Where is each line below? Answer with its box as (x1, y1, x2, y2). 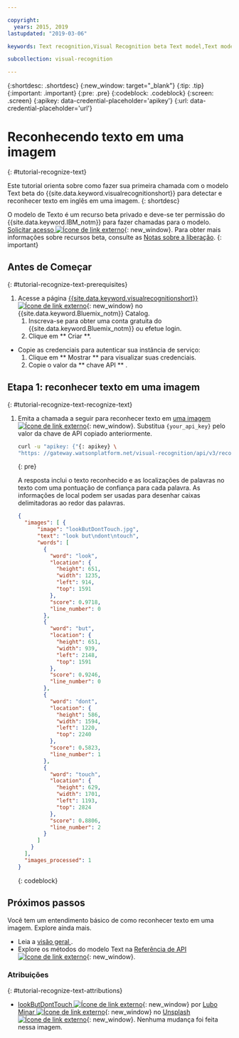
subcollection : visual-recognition (7, 56, 113, 63)
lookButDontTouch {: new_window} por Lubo (17, 1000, 218, 1008)
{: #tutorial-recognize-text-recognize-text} (7, 400, 133, 409)
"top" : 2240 (55, 731, 92, 738)
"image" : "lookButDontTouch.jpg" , (36, 526, 139, 533)
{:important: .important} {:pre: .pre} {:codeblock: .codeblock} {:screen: (7, 89, 214, 98)
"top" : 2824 (55, 804, 92, 811)
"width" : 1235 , (55, 572, 101, 580)
